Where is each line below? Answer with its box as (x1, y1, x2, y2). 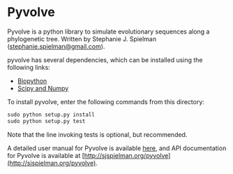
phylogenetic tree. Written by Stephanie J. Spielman (7, 34, 157, 43)
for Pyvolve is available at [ (7, 151, 85, 159)
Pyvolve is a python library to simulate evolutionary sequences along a (7, 27, 210, 36)
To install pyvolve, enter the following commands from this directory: (7, 97, 204, 106)
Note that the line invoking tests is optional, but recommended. (7, 130, 188, 138)
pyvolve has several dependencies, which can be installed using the (7, 55, 204, 64)
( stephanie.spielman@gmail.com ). (7, 42, 105, 50)
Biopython (17, 76, 47, 85)
